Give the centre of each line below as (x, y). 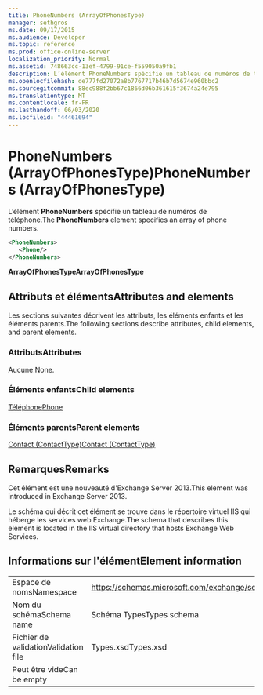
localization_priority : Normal (59, 60)
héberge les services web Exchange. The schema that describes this (118, 519)
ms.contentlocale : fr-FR (49, 103)
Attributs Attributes (45, 352)
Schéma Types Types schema (145, 614)
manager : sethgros (38, 23)
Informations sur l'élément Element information (125, 561)
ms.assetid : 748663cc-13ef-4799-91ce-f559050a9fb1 (92, 67)
